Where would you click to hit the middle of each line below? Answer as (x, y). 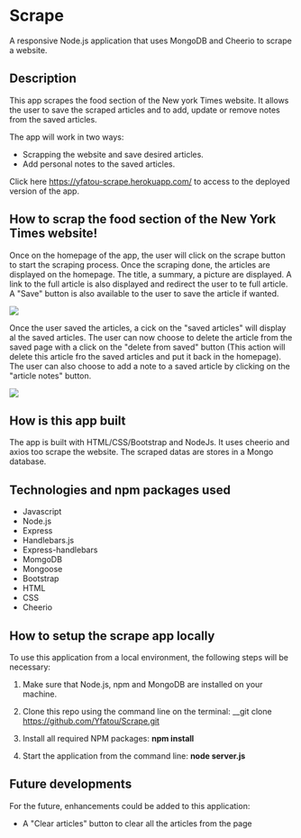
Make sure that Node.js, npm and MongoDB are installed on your (142, 684)
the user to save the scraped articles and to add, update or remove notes (145, 110)
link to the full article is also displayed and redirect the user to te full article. (149, 284)
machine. (40, 694)
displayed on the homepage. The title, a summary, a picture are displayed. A (150, 274)
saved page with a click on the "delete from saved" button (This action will (147, 347)
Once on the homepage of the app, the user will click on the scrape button (147, 255)
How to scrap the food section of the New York (143, 219)
